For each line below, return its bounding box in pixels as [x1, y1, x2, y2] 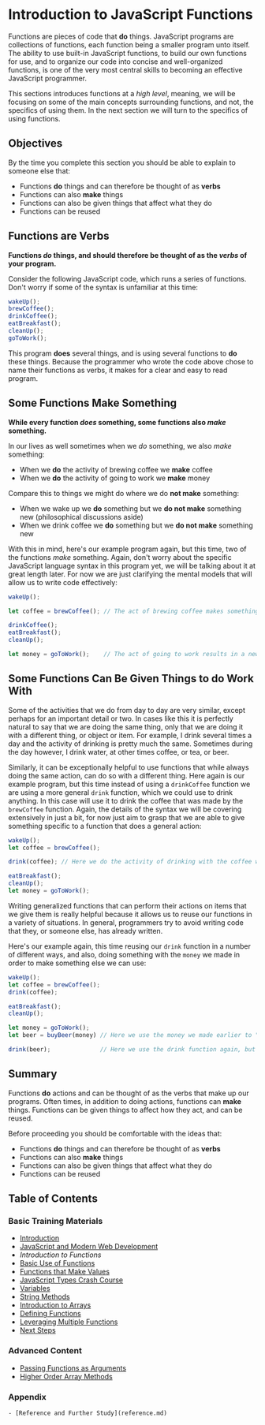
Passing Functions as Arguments [19, 1363, 127, 1373]
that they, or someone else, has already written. [8, 926, 163, 935]
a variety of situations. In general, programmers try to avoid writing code [8, 917, 244, 927]
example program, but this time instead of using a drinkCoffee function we [8, 779, 251, 789]
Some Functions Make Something [8, 397, 177, 410]
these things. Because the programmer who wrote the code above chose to [8, 356, 254, 366]
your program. [8, 259, 57, 268]
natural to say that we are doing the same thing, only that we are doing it [8, 722, 244, 731]
